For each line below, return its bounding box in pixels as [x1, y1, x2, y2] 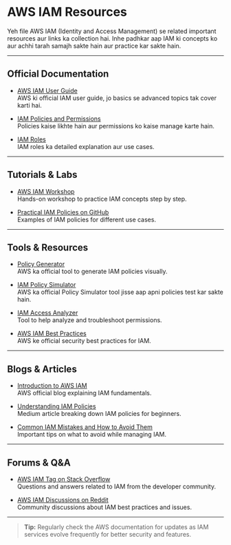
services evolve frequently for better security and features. [23, 531, 191, 538]
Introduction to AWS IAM [16, 381, 87, 390]
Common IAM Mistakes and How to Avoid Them [16, 423, 153, 431]
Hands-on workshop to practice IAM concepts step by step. [16, 195, 187, 203]
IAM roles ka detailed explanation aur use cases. [16, 142, 155, 150]
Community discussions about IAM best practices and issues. [16, 503, 192, 511]
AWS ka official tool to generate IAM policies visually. [16, 267, 168, 276]
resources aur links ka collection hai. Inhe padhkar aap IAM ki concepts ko [7, 34, 218, 42]
